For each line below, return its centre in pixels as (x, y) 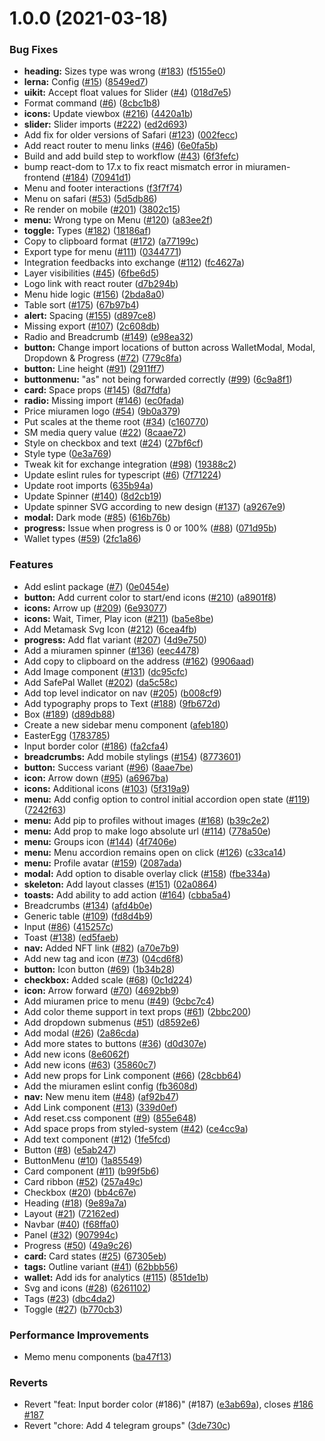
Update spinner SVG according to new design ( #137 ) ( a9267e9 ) (154, 507)
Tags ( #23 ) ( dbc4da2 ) (69, 1298)
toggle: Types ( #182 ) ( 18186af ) (87, 231)
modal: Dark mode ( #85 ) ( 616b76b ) (97, 518)
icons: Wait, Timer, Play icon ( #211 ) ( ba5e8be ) (118, 618)
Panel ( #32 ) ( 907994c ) (71, 1234)
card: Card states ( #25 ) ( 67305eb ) (95, 1256)
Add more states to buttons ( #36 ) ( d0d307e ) (115, 1043)
